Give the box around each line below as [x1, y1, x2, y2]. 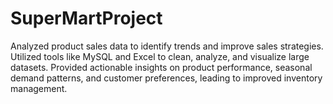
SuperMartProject [10, 7, 163, 30]
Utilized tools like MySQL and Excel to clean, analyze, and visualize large [10, 50, 310, 62]
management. [10, 82, 68, 94]
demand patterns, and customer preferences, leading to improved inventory [10, 72, 323, 84]
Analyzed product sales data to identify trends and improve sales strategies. [10, 40, 324, 52]
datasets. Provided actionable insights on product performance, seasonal [10, 61, 313, 73]
